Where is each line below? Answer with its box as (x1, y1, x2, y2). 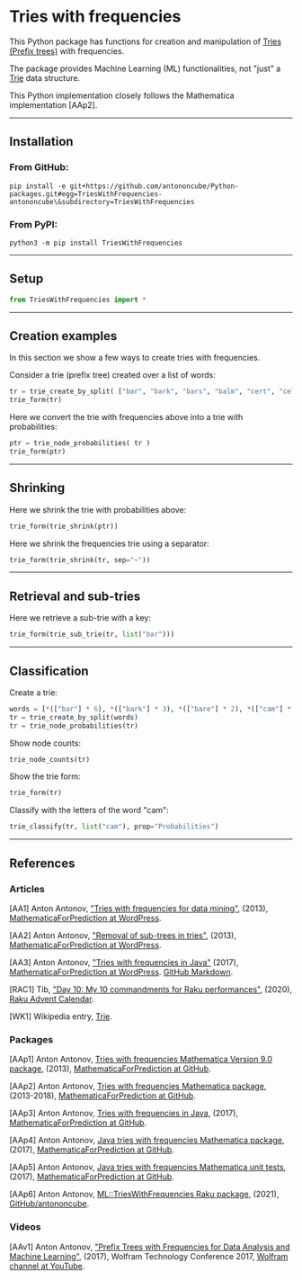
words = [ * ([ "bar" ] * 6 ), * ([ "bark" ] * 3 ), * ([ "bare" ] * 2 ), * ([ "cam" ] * (9, 704, 292, 713)
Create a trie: (9, 686, 58, 698)
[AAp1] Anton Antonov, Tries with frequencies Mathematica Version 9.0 (9, 1054, 272, 1065)
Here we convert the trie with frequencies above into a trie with (9, 412, 244, 423)
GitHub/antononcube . (9, 1198, 90, 1209)
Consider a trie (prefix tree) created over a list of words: (9, 370, 216, 380)
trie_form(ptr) (9, 447, 67, 456)
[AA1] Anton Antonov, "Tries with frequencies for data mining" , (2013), (9, 902, 269, 914)
